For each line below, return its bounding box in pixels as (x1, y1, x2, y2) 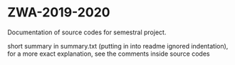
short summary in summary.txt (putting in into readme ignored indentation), (7, 41, 229, 50)
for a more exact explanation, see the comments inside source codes (7, 49, 210, 58)
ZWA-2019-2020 (7, 4, 110, 21)
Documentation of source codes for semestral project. (7, 28, 167, 36)
